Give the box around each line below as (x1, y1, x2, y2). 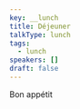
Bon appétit (9, 88, 53, 100)
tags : (9, 38, 30, 48)
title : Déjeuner (9, 22, 71, 31)
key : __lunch (9, 13, 59, 23)
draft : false (9, 64, 59, 74)
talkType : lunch (9, 30, 71, 39)
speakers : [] (9, 55, 59, 64)
